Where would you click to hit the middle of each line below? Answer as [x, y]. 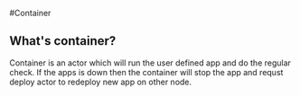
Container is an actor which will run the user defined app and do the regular [150, 63]
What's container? [63, 41]
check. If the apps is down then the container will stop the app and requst [146, 72]
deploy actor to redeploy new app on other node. [101, 82]
